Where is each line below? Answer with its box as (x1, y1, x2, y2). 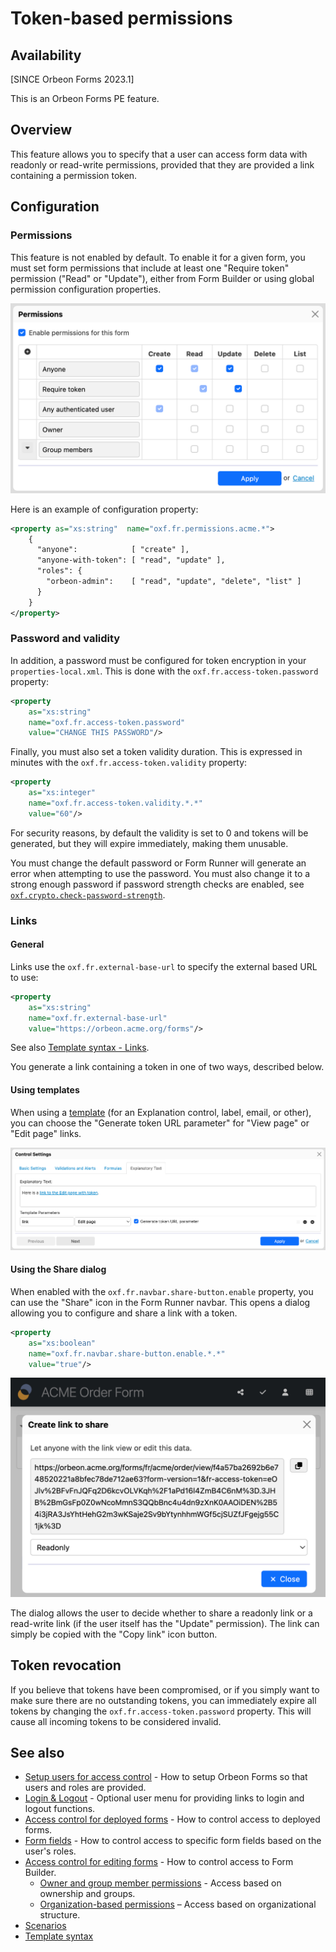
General (10, 938, 45, 951)
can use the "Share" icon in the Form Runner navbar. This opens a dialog (10, 1296, 311, 1308)
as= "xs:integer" (28, 788, 97, 798)
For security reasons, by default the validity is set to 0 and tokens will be (10, 827, 309, 839)
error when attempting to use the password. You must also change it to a (10, 867, 311, 879)
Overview (10, 122, 73, 139)
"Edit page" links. (10, 1127, 82, 1139)
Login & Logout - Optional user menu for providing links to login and (24, 1792, 305, 1804)
